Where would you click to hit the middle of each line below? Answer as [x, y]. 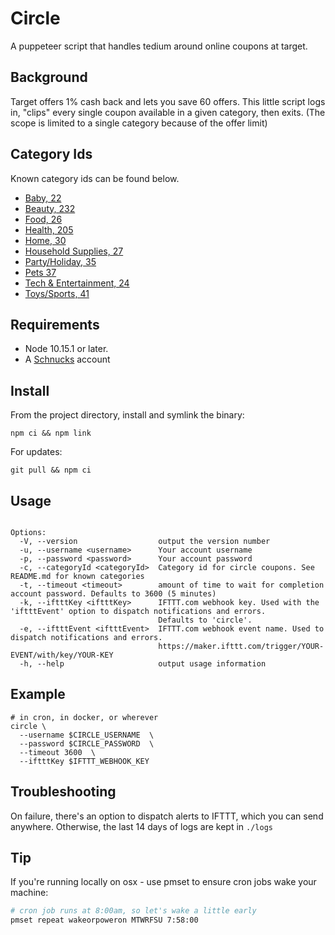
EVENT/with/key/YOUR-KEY [62, 655]
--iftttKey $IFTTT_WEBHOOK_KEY [84, 761]
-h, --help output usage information [143, 664]
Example [38, 694]
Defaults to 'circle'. [205, 620]
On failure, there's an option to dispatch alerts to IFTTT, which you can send [167, 816]
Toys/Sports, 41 [57, 293]
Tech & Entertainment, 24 [77, 283]
